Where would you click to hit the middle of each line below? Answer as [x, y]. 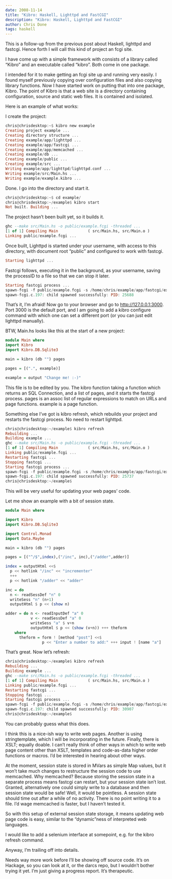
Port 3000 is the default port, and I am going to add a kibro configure [78, 310]
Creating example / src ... [33, 164]
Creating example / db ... [32, 155]
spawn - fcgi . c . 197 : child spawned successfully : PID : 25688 [70, 295]
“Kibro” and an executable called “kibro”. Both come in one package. [78, 65]
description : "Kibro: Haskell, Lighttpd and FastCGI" [64, 20]
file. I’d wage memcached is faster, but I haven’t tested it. [65, 803]
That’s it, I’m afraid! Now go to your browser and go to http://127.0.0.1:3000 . [84, 305]
